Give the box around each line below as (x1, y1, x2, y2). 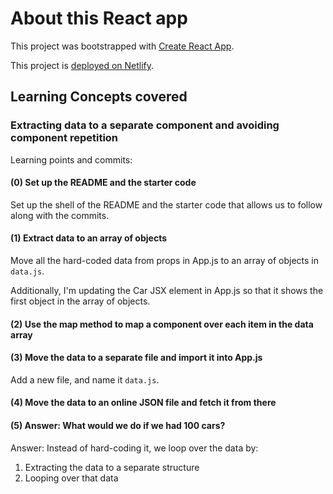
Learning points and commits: (10, 153, 133, 166)
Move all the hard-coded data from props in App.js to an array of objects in (10, 255, 319, 267)
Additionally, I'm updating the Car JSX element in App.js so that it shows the (10, 285, 324, 297)
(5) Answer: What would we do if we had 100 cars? (10, 420, 226, 432)
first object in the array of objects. (10, 295, 151, 307)
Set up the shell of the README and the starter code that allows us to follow (10, 198, 323, 211)
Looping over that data (24, 472, 119, 484)
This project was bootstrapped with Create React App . (10, 40, 235, 52)
